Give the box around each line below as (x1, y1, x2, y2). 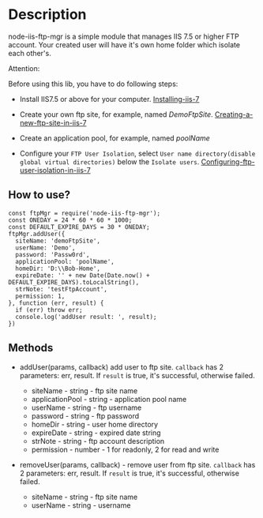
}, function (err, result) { (8, 298, 104, 307)
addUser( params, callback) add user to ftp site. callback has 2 (19, 362, 224, 372)
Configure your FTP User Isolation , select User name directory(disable (19, 148, 256, 158)
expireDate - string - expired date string (31, 428, 161, 437)
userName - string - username (31, 500, 131, 510)
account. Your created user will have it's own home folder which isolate (8, 39, 241, 49)
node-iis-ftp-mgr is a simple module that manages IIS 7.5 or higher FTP (8, 32, 239, 41)
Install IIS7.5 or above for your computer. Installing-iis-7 (19, 94, 200, 103)
